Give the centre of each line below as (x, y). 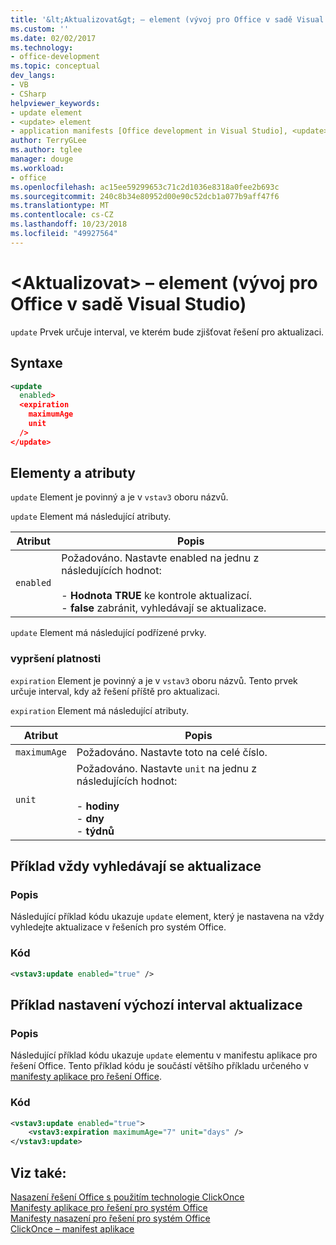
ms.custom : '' (40, 29)
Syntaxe (36, 363)
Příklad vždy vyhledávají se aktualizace (136, 866)
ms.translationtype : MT (60, 206)
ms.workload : (37, 168)
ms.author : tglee (46, 150)
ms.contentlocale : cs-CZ (62, 215)
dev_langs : (33, 76)
